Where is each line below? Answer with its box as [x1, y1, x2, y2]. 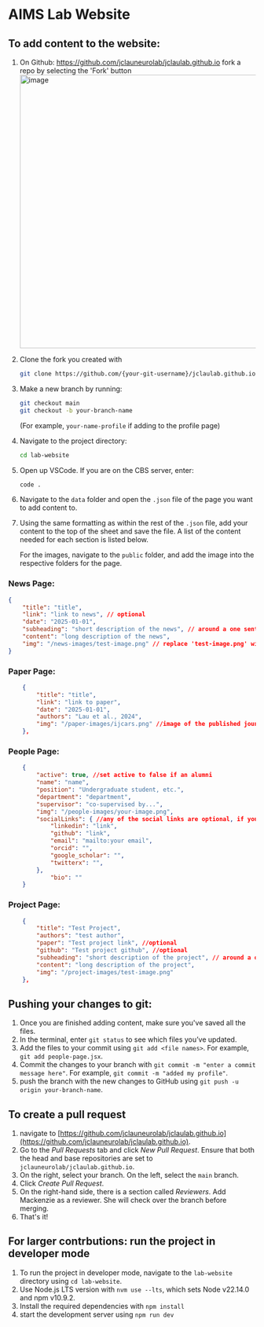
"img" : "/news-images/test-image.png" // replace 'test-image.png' [22, 640, 247, 647]
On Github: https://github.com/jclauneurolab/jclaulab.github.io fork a [19, 57, 241, 67]
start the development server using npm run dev [19, 1310, 174, 1319]
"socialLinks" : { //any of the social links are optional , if [36, 815, 244, 823]
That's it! [19, 1212, 49, 1222]
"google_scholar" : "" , [49, 851, 125, 860]
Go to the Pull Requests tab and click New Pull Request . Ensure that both [19, 1146, 255, 1155]
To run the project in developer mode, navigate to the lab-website [19, 1267, 233, 1278]
